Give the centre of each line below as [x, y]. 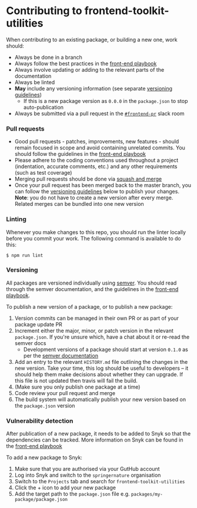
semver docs [30, 343]
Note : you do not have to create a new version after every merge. [94, 198]
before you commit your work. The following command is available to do [94, 238]
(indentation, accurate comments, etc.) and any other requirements [96, 166]
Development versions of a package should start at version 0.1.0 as [106, 349]
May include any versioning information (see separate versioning [93, 88]
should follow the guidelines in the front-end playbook [80, 154]
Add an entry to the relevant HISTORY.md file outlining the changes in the [101, 362]
